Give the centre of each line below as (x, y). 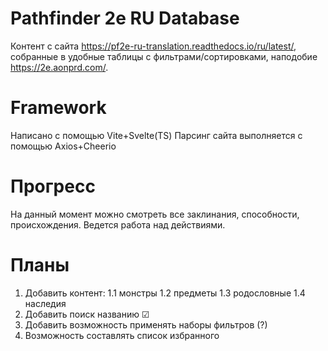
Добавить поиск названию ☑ (87, 314)
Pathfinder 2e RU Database (125, 18)
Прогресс (53, 186)
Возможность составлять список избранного (122, 335)
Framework (58, 108)
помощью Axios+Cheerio (63, 146)
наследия (45, 303)
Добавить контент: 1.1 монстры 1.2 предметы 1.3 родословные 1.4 (165, 293)
